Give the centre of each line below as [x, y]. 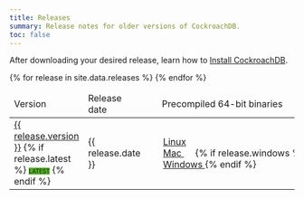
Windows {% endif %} [209, 165]
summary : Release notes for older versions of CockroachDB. [125, 26]
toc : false [30, 34]
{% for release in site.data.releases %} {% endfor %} [108, 78]
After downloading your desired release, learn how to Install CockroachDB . [148, 61]
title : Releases [40, 18]
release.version [47, 137]
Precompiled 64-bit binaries [222, 104]
